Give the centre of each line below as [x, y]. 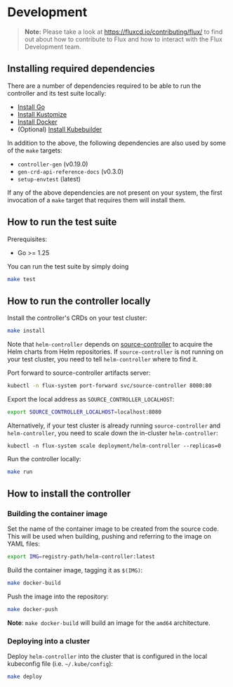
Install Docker [37, 122]
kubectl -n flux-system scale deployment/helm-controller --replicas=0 [114, 446]
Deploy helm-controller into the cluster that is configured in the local [107, 656]
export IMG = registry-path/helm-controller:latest [81, 557]
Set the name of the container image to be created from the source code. [113, 529]
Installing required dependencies [81, 69]
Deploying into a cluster [49, 641]
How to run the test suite [62, 222]
